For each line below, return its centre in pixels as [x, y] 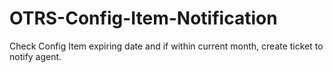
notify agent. [35, 56]
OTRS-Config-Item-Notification [143, 18]
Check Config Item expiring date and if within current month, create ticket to [166, 46]
